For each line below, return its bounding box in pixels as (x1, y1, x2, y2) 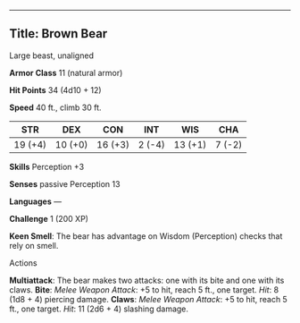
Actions (9, 257, 37, 268)
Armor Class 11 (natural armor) (9, 67, 123, 78)
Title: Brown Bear (9, 26, 108, 41)
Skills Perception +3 (9, 161, 85, 172)
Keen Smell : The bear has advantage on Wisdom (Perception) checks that (9, 230, 283, 242)
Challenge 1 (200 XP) (9, 213, 89, 224)
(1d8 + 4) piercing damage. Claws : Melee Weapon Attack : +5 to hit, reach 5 (9, 293, 287, 304)
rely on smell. (9, 240, 59, 251)
